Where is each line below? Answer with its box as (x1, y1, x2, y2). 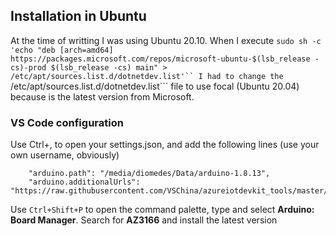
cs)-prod (10, 62, 47, 73)
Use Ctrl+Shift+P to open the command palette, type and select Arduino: (10, 204, 315, 216)
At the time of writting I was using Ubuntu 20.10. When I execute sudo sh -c (10, 34, 322, 46)
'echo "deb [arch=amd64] (10, 45, 114, 55)
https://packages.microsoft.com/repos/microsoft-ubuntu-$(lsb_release (10, 54, 311, 64)
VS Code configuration (10, 115, 124, 129)
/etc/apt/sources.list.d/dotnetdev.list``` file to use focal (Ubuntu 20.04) (10, 80, 300, 92)
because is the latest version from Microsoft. (10, 90, 195, 103)
